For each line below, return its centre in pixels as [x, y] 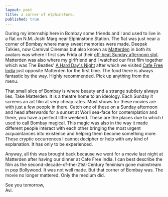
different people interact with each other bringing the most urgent [73, 128]
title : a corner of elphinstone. [40, 15]
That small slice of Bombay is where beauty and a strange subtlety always [82, 91]
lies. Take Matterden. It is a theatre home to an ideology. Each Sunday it [79, 96]
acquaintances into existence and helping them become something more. [81, 134]
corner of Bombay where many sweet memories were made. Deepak [76, 44]
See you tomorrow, [25, 185]
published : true [22, 19]
